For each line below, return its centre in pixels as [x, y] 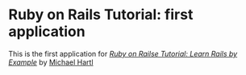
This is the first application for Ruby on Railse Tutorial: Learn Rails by [123, 53]
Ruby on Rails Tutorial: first [101, 15]
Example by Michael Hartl [51, 62]
